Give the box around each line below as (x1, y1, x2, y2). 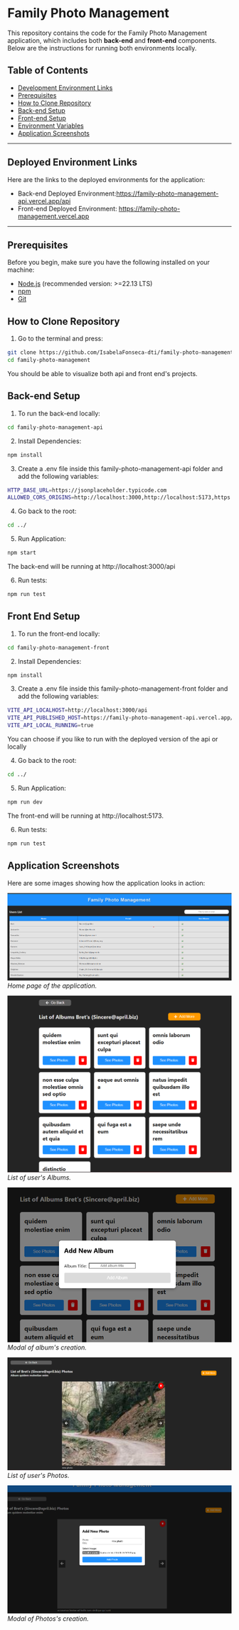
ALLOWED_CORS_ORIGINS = (7, 494, 75, 501)
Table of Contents (7, 64, 89, 76)
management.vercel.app (17, 212, 90, 221)
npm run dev (7, 798, 43, 806)
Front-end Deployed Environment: (17, 204, 117, 213)
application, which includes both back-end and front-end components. (7, 36, 217, 44)
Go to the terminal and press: (17, 334, 103, 343)
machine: (7, 265, 35, 274)
